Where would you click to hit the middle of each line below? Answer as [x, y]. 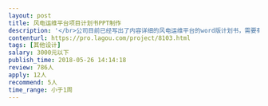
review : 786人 [31, 68]
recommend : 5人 [33, 82]
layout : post [30, 16]
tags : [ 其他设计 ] [35, 45]
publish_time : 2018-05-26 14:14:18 [67, 61]
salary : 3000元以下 [39, 53]
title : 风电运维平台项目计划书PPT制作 [65, 23]
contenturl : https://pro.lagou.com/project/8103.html [100, 38]
